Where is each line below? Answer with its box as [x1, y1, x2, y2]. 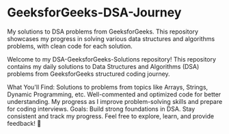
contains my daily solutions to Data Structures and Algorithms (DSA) [7, 62, 200, 70]
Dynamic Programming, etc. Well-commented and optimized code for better [7, 90, 221, 98]
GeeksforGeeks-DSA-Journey [7, 5, 182, 21]
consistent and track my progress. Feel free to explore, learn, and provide [7, 111, 214, 120]
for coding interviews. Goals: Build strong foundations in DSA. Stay [7, 105, 196, 113]
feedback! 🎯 [7, 119, 42, 127]
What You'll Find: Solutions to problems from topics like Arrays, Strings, [7, 83, 208, 91]
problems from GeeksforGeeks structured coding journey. [7, 70, 170, 78]
